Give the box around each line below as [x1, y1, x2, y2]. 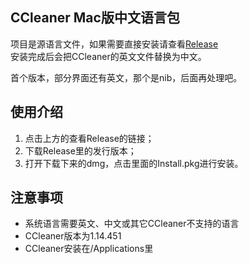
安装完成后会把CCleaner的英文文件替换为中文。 [10, 50, 207, 62]
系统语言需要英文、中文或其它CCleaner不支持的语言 [24, 218, 240, 230]
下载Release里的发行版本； [24, 144, 137, 157]
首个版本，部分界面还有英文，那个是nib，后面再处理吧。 [10, 71, 243, 83]
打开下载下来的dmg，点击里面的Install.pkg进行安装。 [24, 157, 244, 169]
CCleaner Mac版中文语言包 [10, 9, 180, 27]
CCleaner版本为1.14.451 [24, 230, 122, 242]
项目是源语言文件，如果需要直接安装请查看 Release [10, 38, 219, 50]
